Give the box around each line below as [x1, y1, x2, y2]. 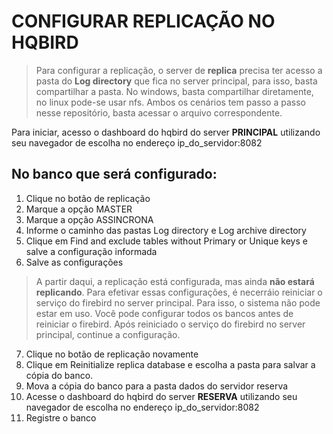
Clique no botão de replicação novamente [25, 348, 199, 360]
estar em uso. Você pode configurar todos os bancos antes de [35, 307, 294, 319]
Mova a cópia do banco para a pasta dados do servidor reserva [25, 380, 289, 392]
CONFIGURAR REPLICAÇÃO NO [11, 10, 276, 33]
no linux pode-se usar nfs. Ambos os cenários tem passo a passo [35, 96, 306, 108]
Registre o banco [25, 411, 97, 424]
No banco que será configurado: [11, 166, 218, 183]
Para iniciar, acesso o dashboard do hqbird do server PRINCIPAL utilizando [11, 126, 321, 138]
